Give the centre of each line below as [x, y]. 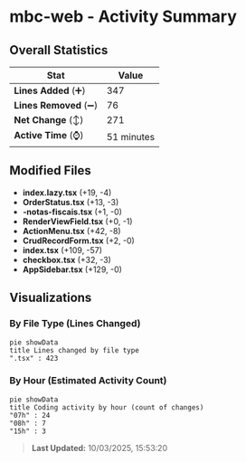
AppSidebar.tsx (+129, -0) [72, 269]
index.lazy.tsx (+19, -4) [67, 193]
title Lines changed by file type [75, 350]
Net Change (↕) [49, 120]
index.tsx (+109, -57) [62, 250]
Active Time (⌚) [49, 135]
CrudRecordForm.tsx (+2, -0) [79, 240]
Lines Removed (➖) [56, 105]
